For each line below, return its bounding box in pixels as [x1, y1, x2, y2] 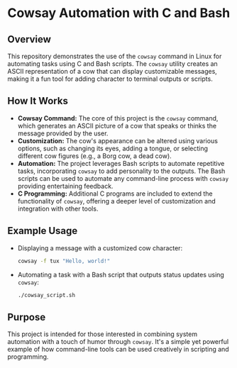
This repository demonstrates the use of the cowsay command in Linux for [7, 52, 222, 60]
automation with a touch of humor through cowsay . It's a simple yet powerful [7, 338, 229, 346]
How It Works [7, 95, 69, 107]
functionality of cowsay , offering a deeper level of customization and [17, 196, 216, 205]
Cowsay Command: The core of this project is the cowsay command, [17, 113, 219, 122]
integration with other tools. [17, 204, 99, 213]
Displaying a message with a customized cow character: [17, 243, 183, 252]
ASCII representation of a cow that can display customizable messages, [7, 67, 218, 75]
